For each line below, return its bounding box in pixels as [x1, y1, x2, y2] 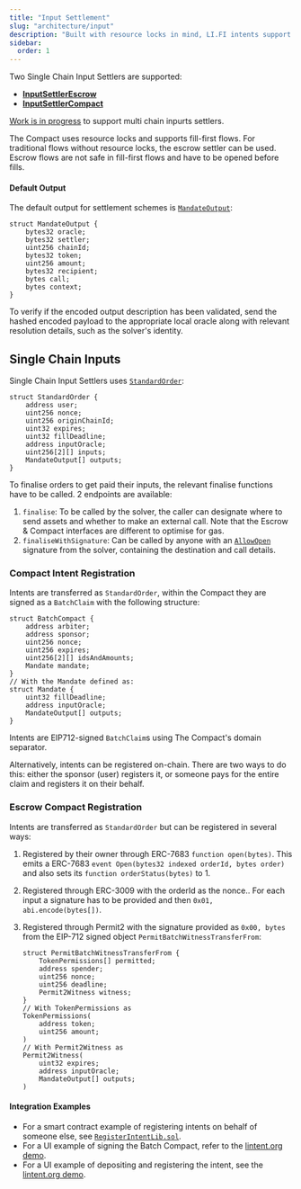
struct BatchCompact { [9, 614, 94, 623]
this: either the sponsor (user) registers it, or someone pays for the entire [9, 769, 280, 780]
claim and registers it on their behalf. [9, 779, 146, 790]
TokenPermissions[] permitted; [39, 956, 156, 965]
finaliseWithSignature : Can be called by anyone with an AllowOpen [22, 535, 271, 546]
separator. [9, 742, 48, 753]
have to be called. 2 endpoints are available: [9, 489, 173, 500]
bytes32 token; [25, 251, 83, 261]
